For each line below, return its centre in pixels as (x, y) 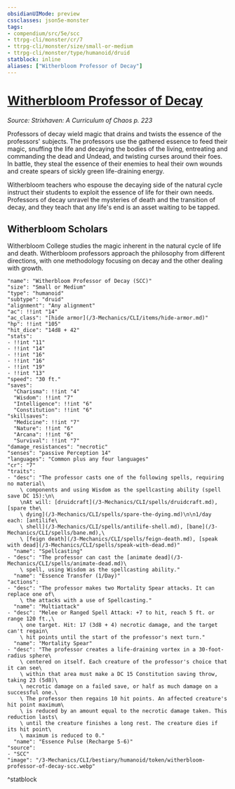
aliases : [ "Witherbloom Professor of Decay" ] (75, 66)
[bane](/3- (202, 527)
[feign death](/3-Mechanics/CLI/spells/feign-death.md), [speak (122, 539)
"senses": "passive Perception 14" (59, 453)
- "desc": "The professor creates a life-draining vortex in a (102, 650)
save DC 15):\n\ (31, 496)
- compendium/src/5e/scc (43, 33)
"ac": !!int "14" (33, 312)
